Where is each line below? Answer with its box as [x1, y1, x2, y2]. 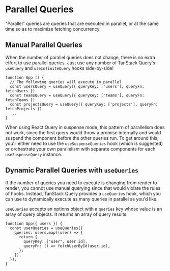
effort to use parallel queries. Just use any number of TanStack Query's [5, 60, 156, 66]
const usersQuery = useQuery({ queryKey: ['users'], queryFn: [10, 84, 145, 89]
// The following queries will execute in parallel [10, 79, 122, 85]
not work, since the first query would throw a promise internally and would [5, 129, 161, 136]
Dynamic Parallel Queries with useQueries [5, 166, 139, 175]
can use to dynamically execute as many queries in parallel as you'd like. [5, 195, 158, 202]
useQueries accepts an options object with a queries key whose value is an [5, 206, 162, 212]
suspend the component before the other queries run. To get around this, [5, 135, 159, 141]
